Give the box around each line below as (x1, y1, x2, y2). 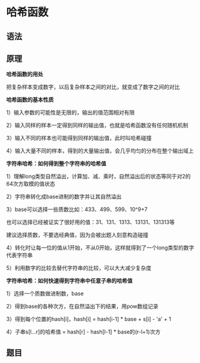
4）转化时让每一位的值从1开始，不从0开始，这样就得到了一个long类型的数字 (6, 244, 195, 251)
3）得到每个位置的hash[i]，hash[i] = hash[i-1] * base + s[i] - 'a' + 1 (6, 316, 171, 323)
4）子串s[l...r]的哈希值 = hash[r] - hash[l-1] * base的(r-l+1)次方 (6, 328, 161, 335)
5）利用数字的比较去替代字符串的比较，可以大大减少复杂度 (6, 264, 152, 272)
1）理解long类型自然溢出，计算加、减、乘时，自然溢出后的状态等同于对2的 (6, 172, 191, 180)
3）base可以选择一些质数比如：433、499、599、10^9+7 (6, 206, 148, 213)
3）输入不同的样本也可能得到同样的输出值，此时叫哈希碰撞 (6, 135, 152, 142)
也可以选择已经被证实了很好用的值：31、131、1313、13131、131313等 (6, 219, 175, 226)
